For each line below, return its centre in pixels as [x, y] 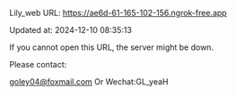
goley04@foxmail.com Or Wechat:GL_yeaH [89, 82]
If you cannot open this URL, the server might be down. [111, 47]
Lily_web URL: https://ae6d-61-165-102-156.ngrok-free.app [118, 13]
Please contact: [38, 64]
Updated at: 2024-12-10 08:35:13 [71, 30]
